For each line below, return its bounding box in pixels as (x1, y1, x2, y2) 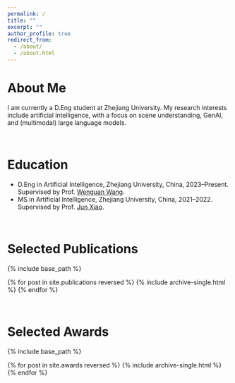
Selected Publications (7, 241, 139, 257)
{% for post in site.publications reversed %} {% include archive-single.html (7, 278, 226, 286)
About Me (7, 80, 66, 96)
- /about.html (13, 50, 55, 57)
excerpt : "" (7, 23, 42, 30)
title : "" (7, 17, 37, 24)
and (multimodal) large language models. (7, 118, 127, 127)
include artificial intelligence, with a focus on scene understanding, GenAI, (7, 111, 224, 119)
